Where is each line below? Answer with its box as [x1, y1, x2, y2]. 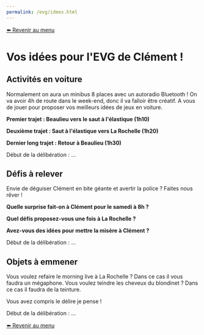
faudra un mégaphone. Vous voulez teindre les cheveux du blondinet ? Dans [6, 279, 199, 287]
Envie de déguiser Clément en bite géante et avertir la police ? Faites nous [6, 185, 194, 192]
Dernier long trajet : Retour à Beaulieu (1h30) [6, 139, 122, 146]
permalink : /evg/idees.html [6, 9, 78, 15]
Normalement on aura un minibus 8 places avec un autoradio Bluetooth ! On [6, 90, 197, 98]
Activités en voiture [6, 74, 82, 85]
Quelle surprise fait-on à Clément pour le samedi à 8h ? [6, 203, 149, 211]
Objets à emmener [6, 257, 78, 267]
